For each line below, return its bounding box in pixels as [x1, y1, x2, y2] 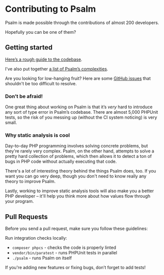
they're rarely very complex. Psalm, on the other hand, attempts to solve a [5, 148, 154, 154]
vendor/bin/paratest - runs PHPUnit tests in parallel [12, 250, 117, 256]
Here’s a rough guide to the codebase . [5, 56, 82, 62]
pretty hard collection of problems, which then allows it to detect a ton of [5, 153, 152, 159]
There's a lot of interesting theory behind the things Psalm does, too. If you [5, 168, 157, 174]
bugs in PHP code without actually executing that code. [5, 158, 117, 165]
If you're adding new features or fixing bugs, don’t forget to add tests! [5, 265, 146, 271]
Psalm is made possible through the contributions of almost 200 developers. [5, 20, 159, 25]
